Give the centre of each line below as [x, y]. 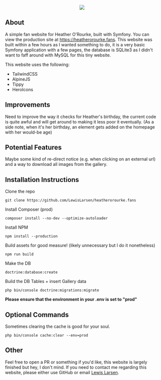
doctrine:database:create [31, 272]
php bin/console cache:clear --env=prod [47, 336]
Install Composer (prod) [29, 209]
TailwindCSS [25, 74]
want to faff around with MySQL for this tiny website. [58, 55]
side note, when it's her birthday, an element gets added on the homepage [80, 127]
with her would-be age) [29, 132]
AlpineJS [21, 79]
